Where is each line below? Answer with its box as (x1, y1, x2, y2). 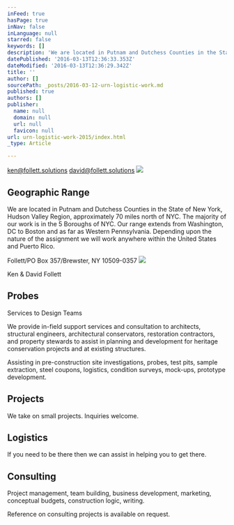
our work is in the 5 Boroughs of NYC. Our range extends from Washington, (7, 219, 224, 228)
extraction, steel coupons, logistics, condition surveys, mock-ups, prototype (7, 365, 226, 374)
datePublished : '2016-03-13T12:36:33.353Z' (7, 56, 136, 63)
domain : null (13, 114, 52, 121)
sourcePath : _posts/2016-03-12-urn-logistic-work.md (7, 82, 164, 89)
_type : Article (7, 140, 52, 147)
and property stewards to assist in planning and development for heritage (7, 337, 218, 346)
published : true (7, 88, 54, 95)
